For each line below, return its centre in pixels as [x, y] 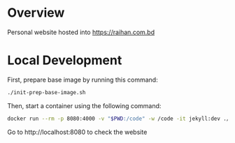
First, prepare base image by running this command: [83, 80]
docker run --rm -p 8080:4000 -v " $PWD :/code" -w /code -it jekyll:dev [114, 119]
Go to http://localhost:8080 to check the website [77, 132]
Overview [36, 13]
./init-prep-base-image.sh [47, 92]
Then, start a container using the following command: [84, 105]
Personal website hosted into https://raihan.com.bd [81, 32]
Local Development [65, 60]
